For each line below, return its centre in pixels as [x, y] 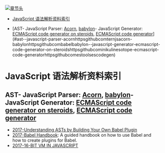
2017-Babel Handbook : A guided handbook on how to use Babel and [82, 135]
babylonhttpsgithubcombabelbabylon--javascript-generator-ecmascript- [86, 44]
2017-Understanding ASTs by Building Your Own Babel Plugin [75, 130]
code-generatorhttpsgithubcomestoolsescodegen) [64, 55]
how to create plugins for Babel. [45, 140]
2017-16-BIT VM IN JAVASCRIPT [45, 145]
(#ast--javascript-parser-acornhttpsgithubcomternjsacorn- [72, 39]
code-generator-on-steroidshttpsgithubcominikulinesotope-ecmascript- [85, 50]
